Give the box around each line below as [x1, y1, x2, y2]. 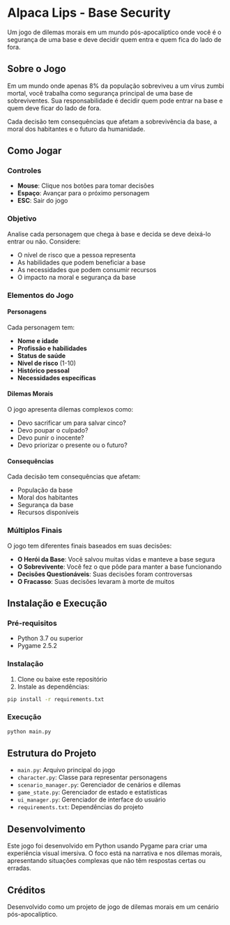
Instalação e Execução [7, 597, 107, 609]
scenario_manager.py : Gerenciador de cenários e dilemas [17, 781, 181, 789]
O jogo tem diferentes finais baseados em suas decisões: [7, 541, 172, 550]
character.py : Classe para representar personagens [17, 773, 167, 782]
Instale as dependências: [17, 682, 89, 691]
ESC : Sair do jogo [17, 197, 68, 205]
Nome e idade [17, 336, 59, 345]
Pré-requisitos [7, 618, 57, 628]
